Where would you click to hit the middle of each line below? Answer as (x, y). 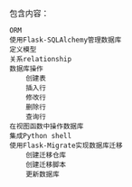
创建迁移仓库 (46, 155)
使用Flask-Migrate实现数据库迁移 (66, 145)
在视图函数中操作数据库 (47, 126)
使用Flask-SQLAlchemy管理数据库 (66, 40)
